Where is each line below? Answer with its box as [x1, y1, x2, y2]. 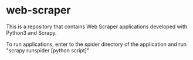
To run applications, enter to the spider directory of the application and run [6, 41, 187, 48]
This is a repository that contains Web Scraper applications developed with [6, 23, 188, 30]
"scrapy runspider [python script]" [6, 46, 90, 54]
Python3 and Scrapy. [6, 29, 57, 36]
